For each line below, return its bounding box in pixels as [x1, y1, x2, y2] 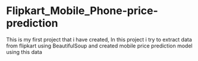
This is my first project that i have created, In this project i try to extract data [6, 36, 192, 43]
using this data [6, 48, 43, 55]
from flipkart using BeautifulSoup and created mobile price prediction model [6, 42, 193, 49]
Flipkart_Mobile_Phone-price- [6, 4, 159, 18]
